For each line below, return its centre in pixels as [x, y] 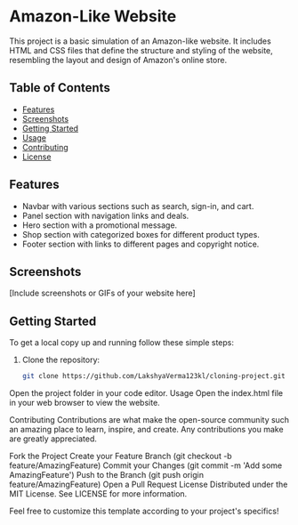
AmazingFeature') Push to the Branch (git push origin [107, 475]
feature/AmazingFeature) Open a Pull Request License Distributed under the [149, 485]
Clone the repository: [61, 360]
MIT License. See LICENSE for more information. [98, 494]
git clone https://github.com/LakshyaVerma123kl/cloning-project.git [154, 376]
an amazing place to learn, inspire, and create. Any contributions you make [146, 430]
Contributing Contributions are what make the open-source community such [149, 420]
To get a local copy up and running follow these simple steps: [121, 343]
